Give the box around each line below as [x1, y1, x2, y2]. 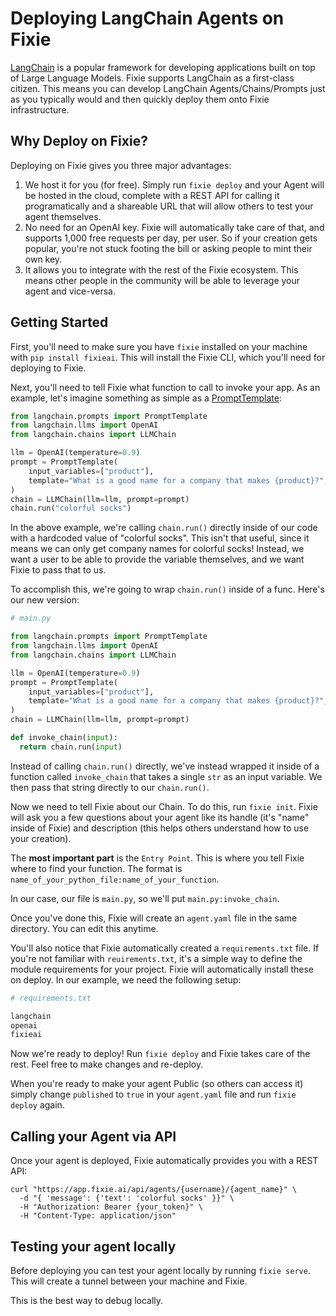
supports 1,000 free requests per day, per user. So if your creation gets [24, 232, 318, 244]
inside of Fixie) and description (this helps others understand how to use [10, 822, 310, 834]
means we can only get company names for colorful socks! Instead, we [10, 543, 305, 555]
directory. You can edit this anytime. [10, 922, 159, 934]
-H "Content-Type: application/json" [19, 1211, 177, 1221]
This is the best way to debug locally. [10, 1294, 164, 1306]
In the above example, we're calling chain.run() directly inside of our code [10, 522, 318, 534]
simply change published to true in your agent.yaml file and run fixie [10, 1088, 297, 1101]
